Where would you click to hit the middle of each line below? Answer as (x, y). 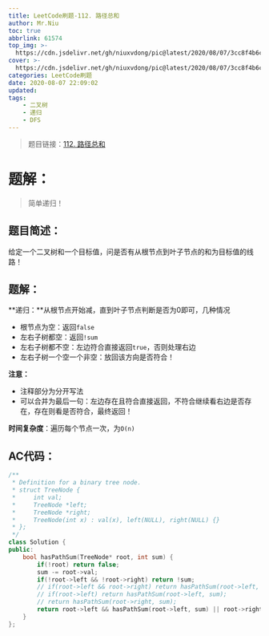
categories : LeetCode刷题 (50, 75)
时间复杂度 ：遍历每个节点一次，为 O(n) (72, 428)
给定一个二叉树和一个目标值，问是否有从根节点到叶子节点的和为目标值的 (127, 251)
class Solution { (37, 542)
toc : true (25, 30)
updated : (23, 90)
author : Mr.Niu (34, 23)
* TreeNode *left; (50, 505)
